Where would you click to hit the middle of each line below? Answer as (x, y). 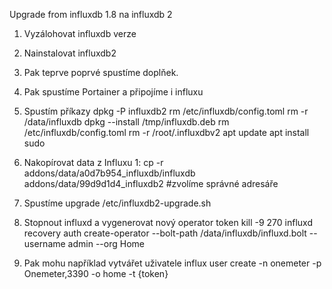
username (44, 243)
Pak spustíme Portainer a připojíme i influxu (113, 92)
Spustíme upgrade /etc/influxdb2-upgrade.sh (117, 203)
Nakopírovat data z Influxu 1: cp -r (93, 162)
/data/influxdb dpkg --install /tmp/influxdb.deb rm (126, 122)
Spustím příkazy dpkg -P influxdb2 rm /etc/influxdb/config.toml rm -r (166, 111)
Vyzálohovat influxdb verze (80, 33)
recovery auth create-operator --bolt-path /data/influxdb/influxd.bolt (165, 233)
